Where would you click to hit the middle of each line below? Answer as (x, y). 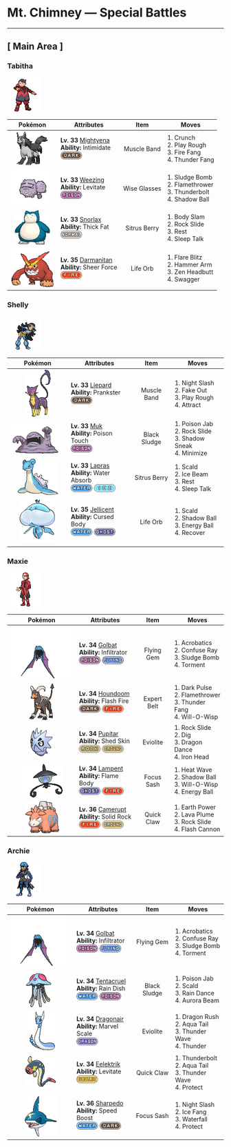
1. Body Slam (186, 217)
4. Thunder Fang (191, 160)
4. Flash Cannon (197, 829)
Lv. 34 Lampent (101, 768)
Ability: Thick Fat (85, 227)
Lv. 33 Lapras (90, 465)
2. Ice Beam (191, 474)
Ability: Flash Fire (104, 701)
